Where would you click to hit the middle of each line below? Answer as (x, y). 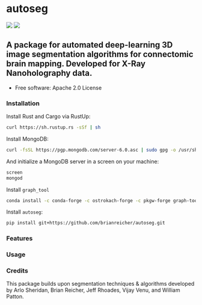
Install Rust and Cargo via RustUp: (48, 117)
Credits (17, 271)
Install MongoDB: (28, 139)
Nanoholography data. (49, 73)
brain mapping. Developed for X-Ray (76, 64)
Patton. (15, 297)
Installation (23, 103)
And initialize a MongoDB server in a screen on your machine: (83, 161)
